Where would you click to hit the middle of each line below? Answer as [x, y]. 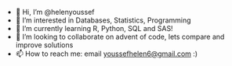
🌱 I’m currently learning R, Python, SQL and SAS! [94, 28]
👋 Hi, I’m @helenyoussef [55, 12]
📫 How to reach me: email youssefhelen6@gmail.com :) [107, 54]
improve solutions [44, 45]
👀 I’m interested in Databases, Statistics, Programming [103, 20]
